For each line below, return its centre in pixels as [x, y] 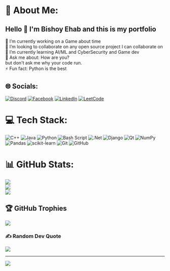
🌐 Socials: [22, 87]
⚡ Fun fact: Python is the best [36, 69]
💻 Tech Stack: [36, 120]
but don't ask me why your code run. [44, 63]
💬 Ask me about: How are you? [37, 57]
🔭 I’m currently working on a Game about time [53, 41]
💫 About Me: [32, 10]
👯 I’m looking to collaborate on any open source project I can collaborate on [84, 47]
